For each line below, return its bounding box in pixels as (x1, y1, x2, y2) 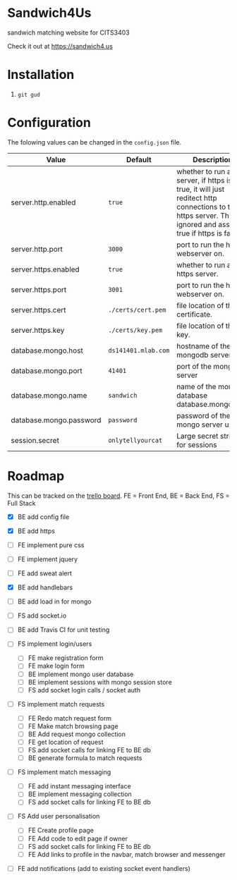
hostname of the (176, 341, 231, 350)
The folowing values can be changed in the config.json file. (7, 137, 182, 146)
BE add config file (17, 513, 70, 521)
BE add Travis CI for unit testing (17, 625, 110, 634)
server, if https (176, 175, 225, 185)
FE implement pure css (17, 541, 85, 549)
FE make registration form (28, 654, 104, 662)
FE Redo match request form (28, 714, 111, 722)
